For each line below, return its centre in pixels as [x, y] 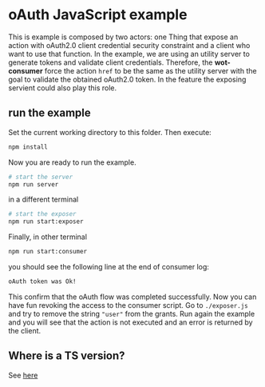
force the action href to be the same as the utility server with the [150, 70]
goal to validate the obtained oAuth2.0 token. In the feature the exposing [127, 79]
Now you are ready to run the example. [73, 162]
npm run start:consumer [48, 252]
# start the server [41, 177]
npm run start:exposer [46, 221]
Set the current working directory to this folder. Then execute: [110, 132]
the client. [25, 330]
